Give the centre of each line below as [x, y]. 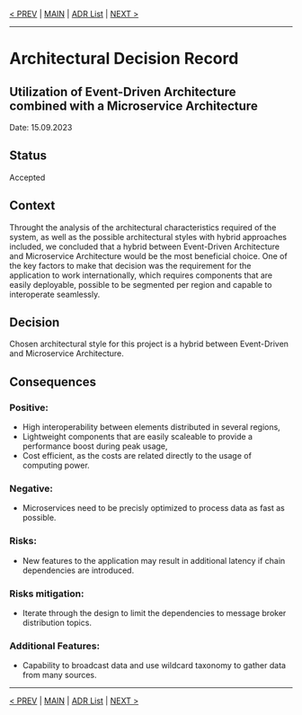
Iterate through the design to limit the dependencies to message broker [154, 613]
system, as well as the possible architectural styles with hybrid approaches [148, 237]
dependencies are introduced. [78, 570]
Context [32, 206]
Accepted [27, 177]
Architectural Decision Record [124, 59]
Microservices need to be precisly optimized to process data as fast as [153, 508]
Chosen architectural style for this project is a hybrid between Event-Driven [149, 344]
